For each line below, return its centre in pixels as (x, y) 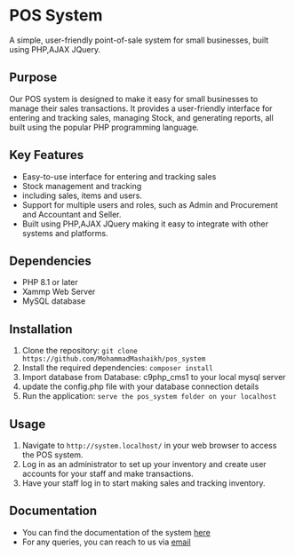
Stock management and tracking (82, 186)
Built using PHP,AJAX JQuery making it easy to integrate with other (145, 224)
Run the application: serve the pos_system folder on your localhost (149, 396)
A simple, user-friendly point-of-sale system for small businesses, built (139, 40)
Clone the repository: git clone (80, 351)
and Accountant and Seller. (72, 214)
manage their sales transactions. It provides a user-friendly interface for (141, 108)
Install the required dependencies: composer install (117, 368)
